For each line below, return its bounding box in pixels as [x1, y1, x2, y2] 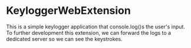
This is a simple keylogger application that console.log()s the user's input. [6, 23, 186, 30]
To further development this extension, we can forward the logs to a [6, 29, 172, 36]
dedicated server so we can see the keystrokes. [6, 35, 123, 42]
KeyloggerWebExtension [6, 4, 131, 17]
